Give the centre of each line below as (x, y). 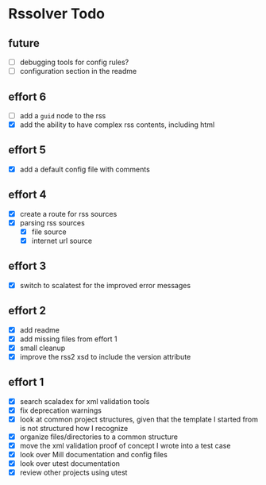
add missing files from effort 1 (68, 339)
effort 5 (27, 150)
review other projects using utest (73, 472)
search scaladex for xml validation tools (85, 401)
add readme (39, 329)
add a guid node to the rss (63, 115)
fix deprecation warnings (60, 410)
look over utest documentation (70, 464)
